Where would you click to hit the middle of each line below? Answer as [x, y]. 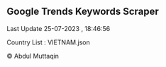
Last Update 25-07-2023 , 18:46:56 [59, 28]
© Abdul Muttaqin [33, 56]
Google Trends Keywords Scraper [83, 12]
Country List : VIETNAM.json [48, 42]
